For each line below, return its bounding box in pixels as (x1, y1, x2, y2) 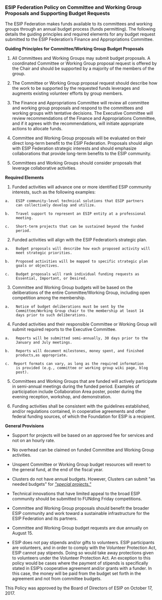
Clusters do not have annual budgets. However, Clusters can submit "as (12, 476, 156, 482)
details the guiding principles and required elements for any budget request (5, 31, 156, 37)
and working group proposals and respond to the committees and (12, 105, 143, 111)
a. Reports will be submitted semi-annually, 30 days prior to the (5, 336, 148, 341)
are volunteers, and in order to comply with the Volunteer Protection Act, (12, 545, 157, 550)
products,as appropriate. (15, 353, 68, 358)
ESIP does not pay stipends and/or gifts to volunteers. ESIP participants (12, 540, 155, 546)
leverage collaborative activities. (12, 165, 77, 171)
